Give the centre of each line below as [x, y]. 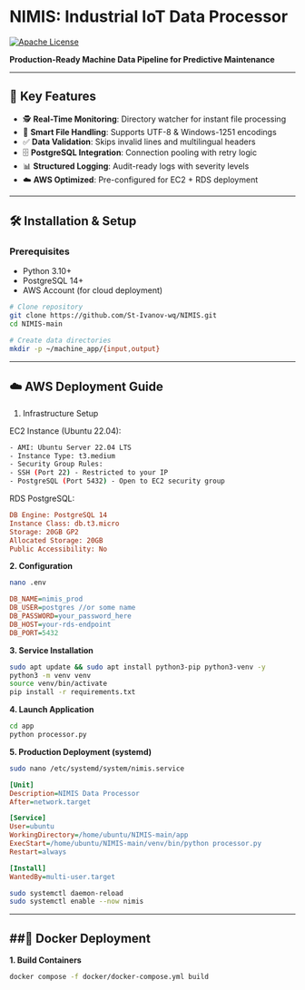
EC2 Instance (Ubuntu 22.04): [65, 431]
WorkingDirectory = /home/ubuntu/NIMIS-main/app [99, 835]
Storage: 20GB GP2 [44, 532]
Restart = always [38, 852]
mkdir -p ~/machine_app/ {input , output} [85, 348]
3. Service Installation [51, 650]
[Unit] [22, 785]
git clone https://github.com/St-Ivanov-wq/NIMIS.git [113, 316]
